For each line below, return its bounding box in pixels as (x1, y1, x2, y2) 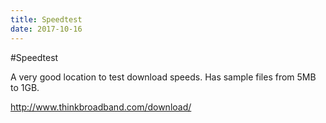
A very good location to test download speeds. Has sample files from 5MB (10, 71, 317, 83)
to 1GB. (10, 81, 40, 93)
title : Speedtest (10, 14, 83, 25)
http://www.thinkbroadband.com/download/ (10, 101, 192, 113)
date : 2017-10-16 (10, 24, 83, 34)
